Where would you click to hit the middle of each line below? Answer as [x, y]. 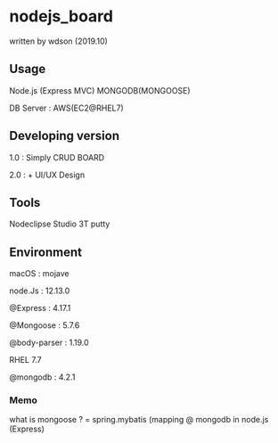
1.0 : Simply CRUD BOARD [57, 157]
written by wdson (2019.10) [59, 41]
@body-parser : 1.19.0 [49, 343]
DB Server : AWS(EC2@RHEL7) [66, 108]
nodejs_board [61, 16]
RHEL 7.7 [25, 360]
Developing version [65, 136]
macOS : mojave [39, 274]
